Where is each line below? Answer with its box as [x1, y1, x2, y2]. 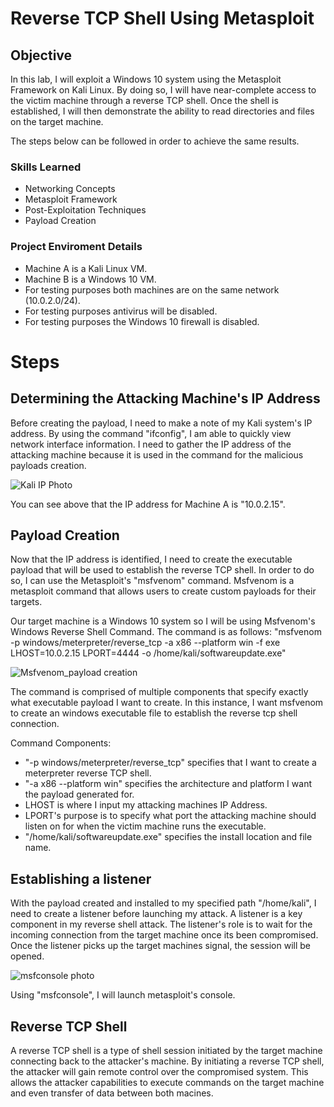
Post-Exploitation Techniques [24, 204, 147, 216]
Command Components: [10, 737, 112, 749]
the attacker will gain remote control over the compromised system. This [10, 1066, 309, 1078]
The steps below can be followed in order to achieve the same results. [10, 135, 300, 147]
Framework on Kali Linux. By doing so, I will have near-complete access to [10, 84, 317, 96]
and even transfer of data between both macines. [10, 1087, 214, 1099]
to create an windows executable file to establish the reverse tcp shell [10, 707, 298, 719]
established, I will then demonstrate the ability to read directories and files [10, 105, 315, 117]
